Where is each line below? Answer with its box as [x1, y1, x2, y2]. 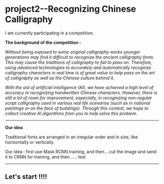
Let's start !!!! [5, 173, 47, 181]
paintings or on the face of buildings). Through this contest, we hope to [5, 105, 149, 111]
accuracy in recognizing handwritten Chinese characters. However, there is [5, 90, 158, 95]
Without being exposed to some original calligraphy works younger [5, 49, 141, 55]
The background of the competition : [5, 39, 82, 45]
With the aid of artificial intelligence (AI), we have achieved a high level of [5, 84, 154, 90]
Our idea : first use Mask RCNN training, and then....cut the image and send [5, 148, 157, 155]
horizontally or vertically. [5, 139, 55, 145]
